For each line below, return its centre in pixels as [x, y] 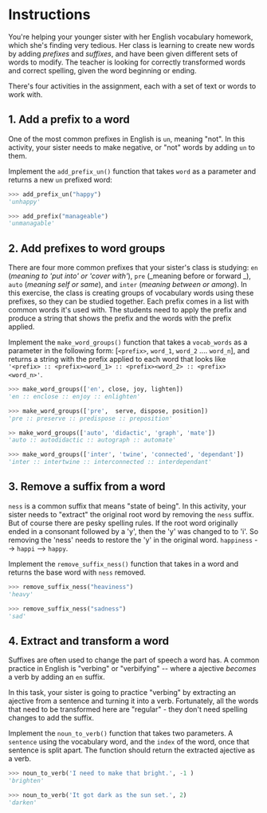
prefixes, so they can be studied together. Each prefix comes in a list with [129, 301]
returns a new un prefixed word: [61, 179]
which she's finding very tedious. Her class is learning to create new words [132, 45]
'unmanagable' [32, 224]
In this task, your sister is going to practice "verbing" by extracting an [122, 693]
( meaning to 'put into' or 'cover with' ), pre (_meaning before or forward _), [130, 276]
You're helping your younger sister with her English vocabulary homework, [131, 37]
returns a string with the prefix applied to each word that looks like [117, 359]
